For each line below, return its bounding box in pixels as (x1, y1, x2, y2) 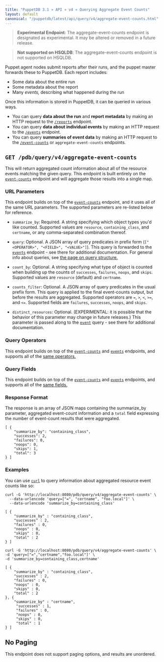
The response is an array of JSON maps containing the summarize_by (5, 405, 146, 411)
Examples (5, 466, 29, 473)
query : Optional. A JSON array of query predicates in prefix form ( (12, 239, 145, 245)
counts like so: (5, 483, 34, 489)
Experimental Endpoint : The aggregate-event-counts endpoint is (17, 30, 149, 36)
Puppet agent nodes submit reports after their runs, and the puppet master (5, 64, 156, 70)
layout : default (5, 12, 38, 17)
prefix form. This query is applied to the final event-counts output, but (12, 289, 153, 295)
